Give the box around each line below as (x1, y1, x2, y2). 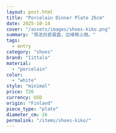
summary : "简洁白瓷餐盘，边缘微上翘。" (6, 32, 96, 38)
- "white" (12, 77, 37, 83)
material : (6, 60, 32, 66)
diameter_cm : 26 (6, 112, 48, 118)
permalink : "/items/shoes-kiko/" (6, 117, 92, 123)
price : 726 (6, 89, 34, 95)
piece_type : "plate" (6, 105, 59, 112)
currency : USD (6, 94, 43, 101)
